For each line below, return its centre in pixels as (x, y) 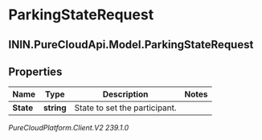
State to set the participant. (125, 108)
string (55, 108)
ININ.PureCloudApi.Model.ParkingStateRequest (131, 45)
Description (125, 94)
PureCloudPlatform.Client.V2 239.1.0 (69, 128)
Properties (35, 71)
